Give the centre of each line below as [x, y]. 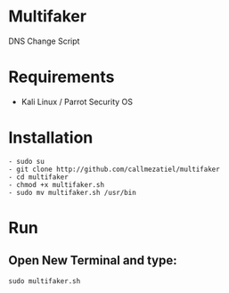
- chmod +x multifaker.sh [56, 184]
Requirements [61, 77]
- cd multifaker [38, 177]
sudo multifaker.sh [45, 281]
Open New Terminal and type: [93, 260]
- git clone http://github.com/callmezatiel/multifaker [114, 169]
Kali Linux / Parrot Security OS [77, 102]
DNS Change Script [44, 41]
